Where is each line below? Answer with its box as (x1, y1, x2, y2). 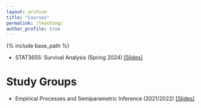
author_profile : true (6, 25, 61, 32)
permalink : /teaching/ (6, 20, 63, 26)
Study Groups (6, 75, 77, 89)
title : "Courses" (6, 14, 50, 21)
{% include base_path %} (6, 42, 70, 49)
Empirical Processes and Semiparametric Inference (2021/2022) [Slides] (14, 95, 195, 103)
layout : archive (6, 8, 47, 15)
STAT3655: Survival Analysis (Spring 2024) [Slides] (14, 54, 143, 61)
